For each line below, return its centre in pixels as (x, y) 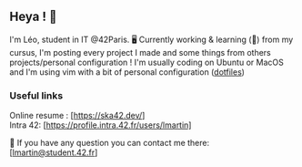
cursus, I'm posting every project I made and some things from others (140, 52)
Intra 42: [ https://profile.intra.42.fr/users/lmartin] (101, 125)
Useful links (36, 95)
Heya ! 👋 (33, 17)
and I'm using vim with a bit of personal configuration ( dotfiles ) (127, 72)
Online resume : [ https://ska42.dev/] (77, 116)
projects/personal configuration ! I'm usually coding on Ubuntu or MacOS (146, 62)
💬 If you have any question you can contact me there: (110, 143)
